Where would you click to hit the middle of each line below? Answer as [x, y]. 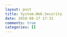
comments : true [21, 23]
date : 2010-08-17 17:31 [29, 18]
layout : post [18, 9]
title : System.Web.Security [34, 14]
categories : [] [21, 27]
